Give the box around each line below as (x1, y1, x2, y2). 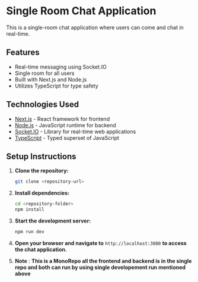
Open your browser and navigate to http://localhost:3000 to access (14, 239, 187, 246)
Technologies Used (6, 99, 79, 109)
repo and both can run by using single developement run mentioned (14, 264, 186, 271)
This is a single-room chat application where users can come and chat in (6, 24, 184, 31)
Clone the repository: (14, 167, 69, 174)
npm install (14, 206, 44, 212)
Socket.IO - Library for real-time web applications (14, 128, 136, 135)
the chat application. (14, 246, 67, 253)
